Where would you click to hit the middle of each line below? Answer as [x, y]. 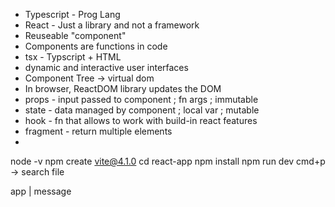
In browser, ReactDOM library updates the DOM [123, 88]
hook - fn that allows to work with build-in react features [141, 120]
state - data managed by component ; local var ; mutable [142, 110]
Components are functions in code [96, 46]
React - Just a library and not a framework [112, 25]
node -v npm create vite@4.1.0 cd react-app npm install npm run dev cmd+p [168, 161]
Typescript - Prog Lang [72, 14]
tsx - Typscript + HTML [73, 57]
